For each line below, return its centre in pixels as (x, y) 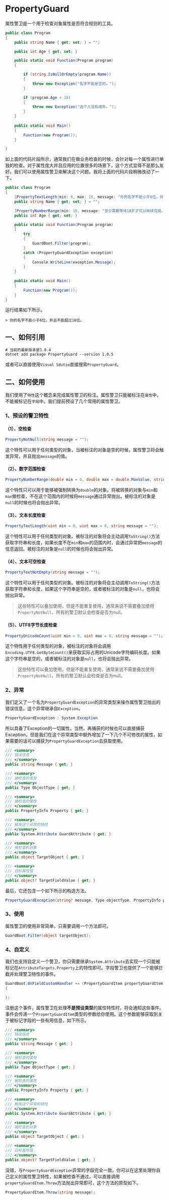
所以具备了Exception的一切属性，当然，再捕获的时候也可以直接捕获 (75, 728)
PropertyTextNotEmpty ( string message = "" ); (53, 572)
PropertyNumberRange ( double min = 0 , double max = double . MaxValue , (78, 480)
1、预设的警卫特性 (27, 415)
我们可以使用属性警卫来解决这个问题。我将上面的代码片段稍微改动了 (84, 172)
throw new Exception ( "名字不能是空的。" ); (74, 84)
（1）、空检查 (18, 428)
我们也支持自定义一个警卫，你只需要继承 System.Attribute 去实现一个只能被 (83, 961)
